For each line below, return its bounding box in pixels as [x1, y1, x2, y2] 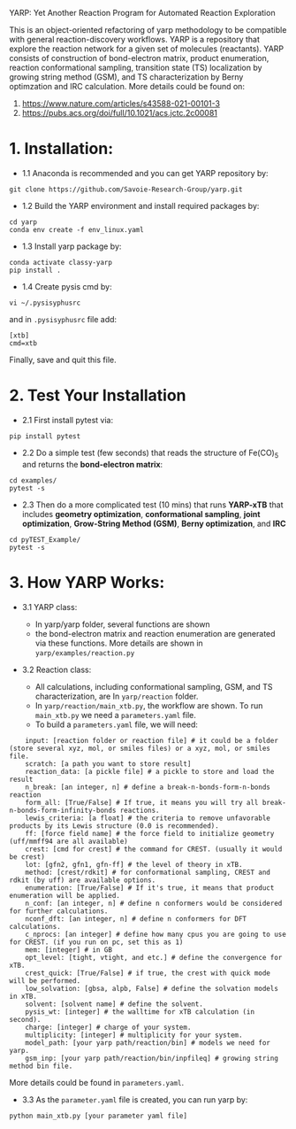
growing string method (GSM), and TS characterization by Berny [9, 72, 244, 82]
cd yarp [9, 217, 38, 227]
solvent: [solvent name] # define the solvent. [25, 1000, 203, 1009]
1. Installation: [9, 139, 114, 159]
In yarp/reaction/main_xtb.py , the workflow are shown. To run [34, 700, 263, 711]
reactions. [119, 806, 161, 815]
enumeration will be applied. [9, 891, 121, 900]
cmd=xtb [9, 338, 38, 348]
